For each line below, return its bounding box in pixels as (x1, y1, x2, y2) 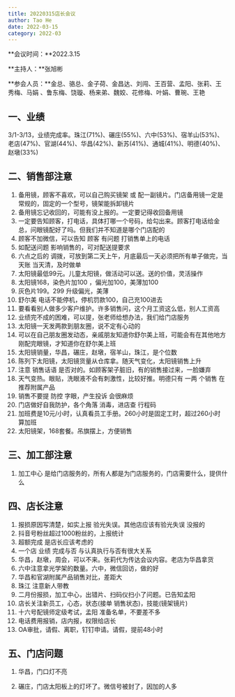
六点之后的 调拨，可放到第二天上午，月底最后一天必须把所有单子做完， (17, 251, 222, 260)
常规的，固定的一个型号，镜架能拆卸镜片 (17, 199, 135, 207)
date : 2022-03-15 (8, 23, 59, 30)
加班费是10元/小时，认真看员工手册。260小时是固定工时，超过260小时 (17, 409, 221, 417)
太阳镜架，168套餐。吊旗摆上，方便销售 (17, 426, 132, 435)
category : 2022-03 (8, 29, 61, 37)
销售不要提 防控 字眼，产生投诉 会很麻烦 (17, 391, 134, 400)
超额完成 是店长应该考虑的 (17, 537, 93, 546)
